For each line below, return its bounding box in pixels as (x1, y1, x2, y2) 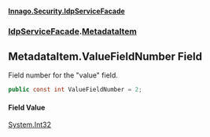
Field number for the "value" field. (8, 70, 118, 80)
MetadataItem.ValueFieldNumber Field (8, 49, 203, 63)
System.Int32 (8, 120, 51, 129)
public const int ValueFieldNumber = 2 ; (8, 86, 143, 94)
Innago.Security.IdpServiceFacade (8, 6, 126, 16)
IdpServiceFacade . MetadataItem (8, 26, 138, 37)
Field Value (8, 103, 46, 112)
